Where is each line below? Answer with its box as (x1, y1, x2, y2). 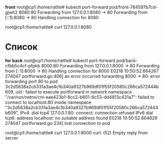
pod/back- (116, 58, 138, 63)
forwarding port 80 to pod (5, 78, 58, 84)
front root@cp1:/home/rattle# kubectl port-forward (5, 4, 108, 10)
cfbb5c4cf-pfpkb (5, 62, 40, 68)
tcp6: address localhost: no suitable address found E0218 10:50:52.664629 (5, 115, 158, 121)
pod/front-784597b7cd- (109, 4, 158, 10)
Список (5, 41, 38, 53)
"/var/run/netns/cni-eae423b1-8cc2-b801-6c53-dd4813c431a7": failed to (5, 94, 155, 100)
